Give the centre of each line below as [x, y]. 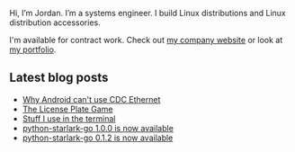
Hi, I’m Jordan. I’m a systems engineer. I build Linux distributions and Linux [147, 13]
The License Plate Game [67, 109]
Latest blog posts [59, 78]
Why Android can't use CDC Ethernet [91, 99]
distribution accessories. [55, 22]
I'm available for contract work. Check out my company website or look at [146, 40]
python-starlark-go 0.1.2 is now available [98, 138]
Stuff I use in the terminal [69, 118]
